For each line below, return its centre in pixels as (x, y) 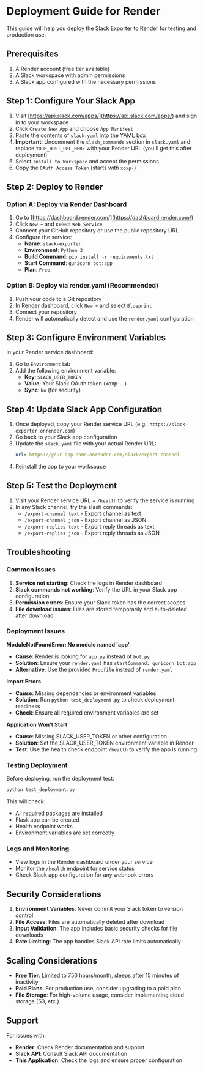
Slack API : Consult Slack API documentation (71, 1053)
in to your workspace (42, 122)
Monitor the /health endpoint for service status (75, 868)
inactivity (27, 982)
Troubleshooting (39, 552)
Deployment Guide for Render (83, 11)
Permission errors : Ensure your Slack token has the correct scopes (100, 602)
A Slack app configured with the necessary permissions (86, 81)
